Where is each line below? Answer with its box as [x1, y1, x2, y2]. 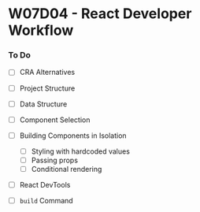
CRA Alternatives [19, 68, 76, 77]
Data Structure [19, 99, 68, 109]
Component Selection [19, 115, 91, 125]
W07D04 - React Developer [8, 5, 192, 23]
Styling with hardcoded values [31, 147, 130, 156]
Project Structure [19, 84, 76, 93]
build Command [19, 196, 73, 206]
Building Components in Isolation [19, 131, 128, 140]
